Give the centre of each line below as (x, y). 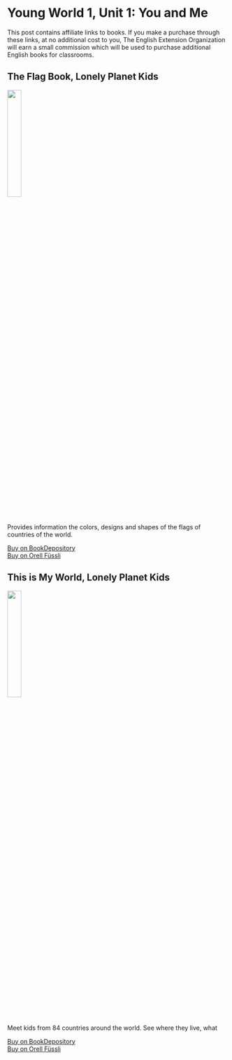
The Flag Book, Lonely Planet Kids (83, 77)
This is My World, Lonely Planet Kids (88, 577)
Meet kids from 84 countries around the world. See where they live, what (113, 1028)
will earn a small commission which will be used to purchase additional (109, 47)
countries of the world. (40, 534)
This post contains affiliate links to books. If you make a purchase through (114, 32)
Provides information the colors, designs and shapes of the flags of (104, 526)
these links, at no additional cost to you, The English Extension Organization (116, 39)
